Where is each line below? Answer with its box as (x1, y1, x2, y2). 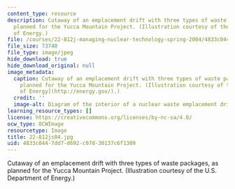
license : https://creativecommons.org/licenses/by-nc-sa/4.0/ (7, 114, 192, 121)
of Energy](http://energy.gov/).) (20, 88, 120, 95)
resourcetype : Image (7, 127, 68, 134)
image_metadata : (7, 68, 55, 75)
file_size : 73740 (7, 43, 58, 50)
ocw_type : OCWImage (7, 120, 64, 128)
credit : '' (13, 95, 45, 102)
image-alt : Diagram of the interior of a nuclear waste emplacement (13, 101, 218, 108)
